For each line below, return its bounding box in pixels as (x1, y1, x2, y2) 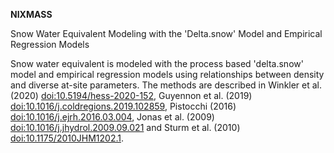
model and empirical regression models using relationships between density (10, 69, 325, 80)
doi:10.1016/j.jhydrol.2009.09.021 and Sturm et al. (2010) (10, 122, 241, 133)
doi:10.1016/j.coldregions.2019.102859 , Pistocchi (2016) (10, 100, 237, 112)
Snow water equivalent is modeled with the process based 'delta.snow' (10, 58, 304, 69)
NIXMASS (10, 9, 53, 20)
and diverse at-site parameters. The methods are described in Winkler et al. (10, 79, 323, 91)
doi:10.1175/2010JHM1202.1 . (10, 132, 125, 144)
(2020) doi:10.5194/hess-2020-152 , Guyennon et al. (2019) (10, 90, 253, 101)
